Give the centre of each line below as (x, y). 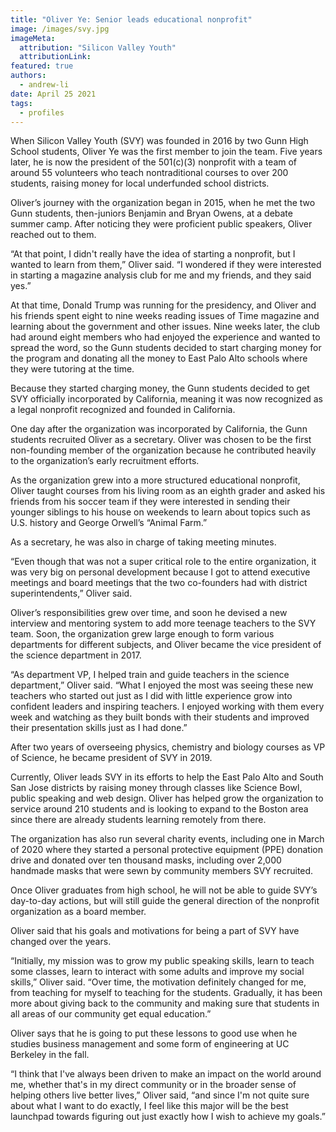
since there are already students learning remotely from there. (138, 820)
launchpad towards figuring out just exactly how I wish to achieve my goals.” (168, 1117)
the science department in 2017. (76, 655)
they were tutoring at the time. (72, 369)
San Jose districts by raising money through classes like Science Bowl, (156, 788)
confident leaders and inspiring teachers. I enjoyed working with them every (167, 707)
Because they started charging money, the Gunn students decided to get (160, 388)
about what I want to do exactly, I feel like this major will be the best (149, 1106)
